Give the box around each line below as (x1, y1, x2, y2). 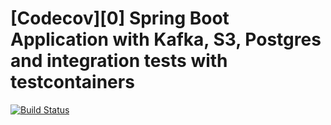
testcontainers (10, 71, 135, 94)
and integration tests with (10, 50, 228, 72)
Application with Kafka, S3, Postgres (10, 28, 322, 51)
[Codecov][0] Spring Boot (10, 7, 230, 30)
